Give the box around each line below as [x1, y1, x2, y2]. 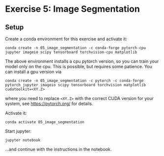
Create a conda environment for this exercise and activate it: [5, 36, 128, 42]
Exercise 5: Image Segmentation [5, 3, 140, 15]
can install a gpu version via [5, 69, 62, 75]
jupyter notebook [5, 138, 41, 143]
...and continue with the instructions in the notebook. [5, 146, 112, 152]
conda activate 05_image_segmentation [5, 120, 84, 125]
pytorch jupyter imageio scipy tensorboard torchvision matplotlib [5, 82, 146, 87]
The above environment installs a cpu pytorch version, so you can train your [5, 58, 159, 64]
